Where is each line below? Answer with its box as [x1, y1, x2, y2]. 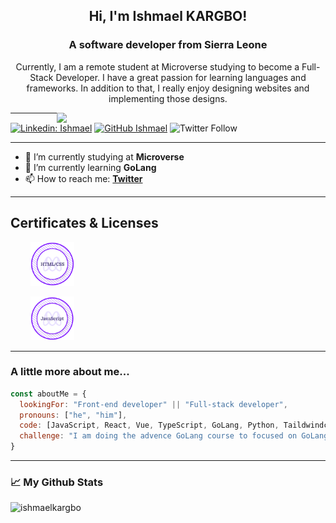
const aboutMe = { [10, 389, 87, 399]
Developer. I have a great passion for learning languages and [55, 71, 307, 83]
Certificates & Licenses [10, 215, 159, 232]
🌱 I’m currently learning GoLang [24, 161, 157, 173]
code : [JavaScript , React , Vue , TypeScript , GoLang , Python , [19, 420, 280, 431]
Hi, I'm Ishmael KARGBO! [88, 8, 248, 25]
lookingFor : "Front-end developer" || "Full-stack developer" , [19, 399, 288, 409]
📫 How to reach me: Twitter [24, 172, 143, 184]
